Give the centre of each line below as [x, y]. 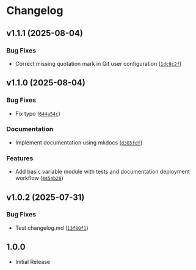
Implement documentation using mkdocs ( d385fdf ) [79, 142]
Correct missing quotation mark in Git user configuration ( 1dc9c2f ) [98, 63]
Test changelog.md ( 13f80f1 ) [52, 228]
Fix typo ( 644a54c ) [38, 113]
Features [20, 158]
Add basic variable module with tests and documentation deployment [103, 172]
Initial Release [33, 261]
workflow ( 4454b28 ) [39, 178]
